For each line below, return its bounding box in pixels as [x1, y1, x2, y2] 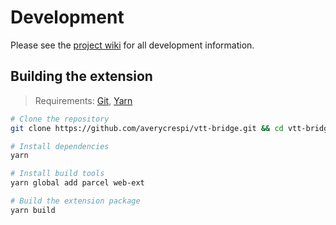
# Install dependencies [10, 141, 110, 151]
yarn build [10, 205, 56, 215]
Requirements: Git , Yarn [34, 94, 133, 106]
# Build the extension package [10, 196, 141, 206]
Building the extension [10, 68, 153, 85]
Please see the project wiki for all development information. [10, 39, 255, 51]
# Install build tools [10, 169, 105, 179]
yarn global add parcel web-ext [10, 178, 145, 188]
